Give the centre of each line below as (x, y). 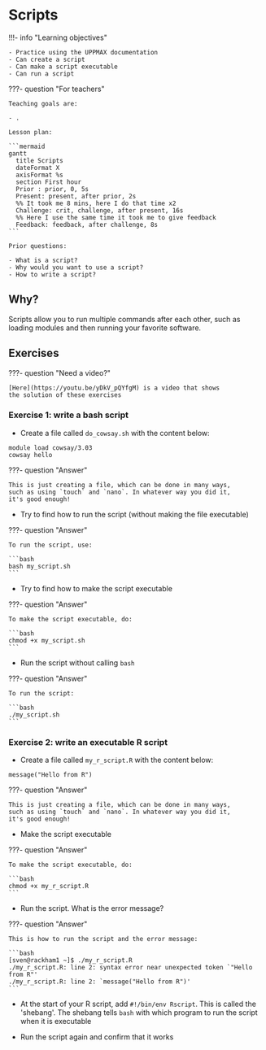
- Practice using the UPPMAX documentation (83, 52)
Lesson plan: (31, 132)
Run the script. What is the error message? (92, 908)
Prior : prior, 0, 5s (52, 189)
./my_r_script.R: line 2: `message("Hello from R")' (100, 982)
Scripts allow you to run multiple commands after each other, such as (124, 319)
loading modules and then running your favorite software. (105, 328)
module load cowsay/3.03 (50, 448)
